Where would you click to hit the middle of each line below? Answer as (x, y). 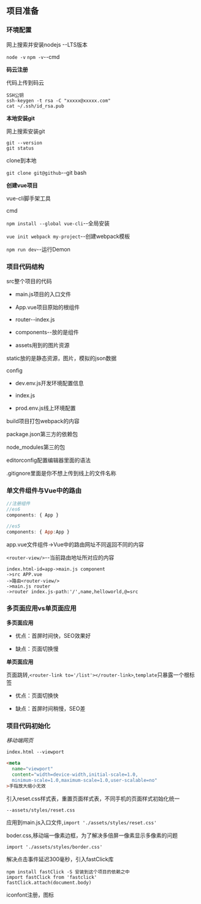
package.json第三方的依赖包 (42, 434)
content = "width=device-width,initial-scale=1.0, (75, 775)
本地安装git (21, 118)
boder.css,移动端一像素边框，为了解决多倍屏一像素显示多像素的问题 (92, 835)
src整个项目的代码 (29, 281)
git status (20, 148)
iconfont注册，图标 (30, 895)
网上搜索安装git (26, 131)
